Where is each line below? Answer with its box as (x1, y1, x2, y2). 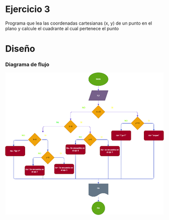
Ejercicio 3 (5, 4, 50, 15)
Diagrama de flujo (5, 61, 49, 68)
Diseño (5, 43, 35, 55)
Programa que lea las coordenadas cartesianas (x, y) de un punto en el (5, 20, 152, 26)
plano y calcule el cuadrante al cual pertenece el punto (5, 25, 119, 31)
